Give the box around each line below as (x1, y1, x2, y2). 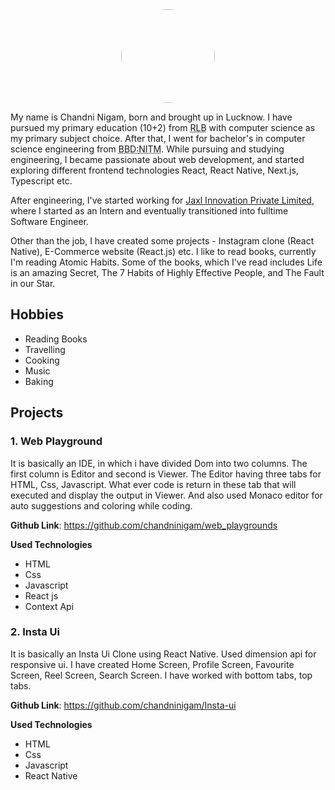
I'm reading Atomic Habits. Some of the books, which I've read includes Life (10, 256, 323, 268)
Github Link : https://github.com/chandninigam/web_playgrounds (10, 519, 278, 531)
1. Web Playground (10, 434, 103, 448)
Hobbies (10, 306, 65, 323)
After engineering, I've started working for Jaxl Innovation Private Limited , (10, 194, 315, 206)
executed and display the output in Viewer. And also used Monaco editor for (10, 489, 323, 501)
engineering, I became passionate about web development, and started (10, 154, 305, 165)
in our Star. (10, 278, 56, 289)
